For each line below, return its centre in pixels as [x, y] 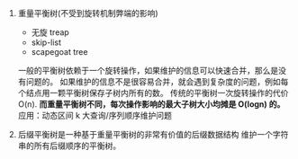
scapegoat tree [59, 52]
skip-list [46, 42]
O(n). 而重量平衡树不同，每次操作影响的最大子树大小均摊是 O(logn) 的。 [151, 104]
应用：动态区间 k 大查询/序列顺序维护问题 [95, 115]
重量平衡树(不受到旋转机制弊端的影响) [88, 13]
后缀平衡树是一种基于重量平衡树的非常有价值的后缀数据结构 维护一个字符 [153, 134]
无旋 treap [50, 32]
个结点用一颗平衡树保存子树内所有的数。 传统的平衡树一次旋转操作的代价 [153, 93]
